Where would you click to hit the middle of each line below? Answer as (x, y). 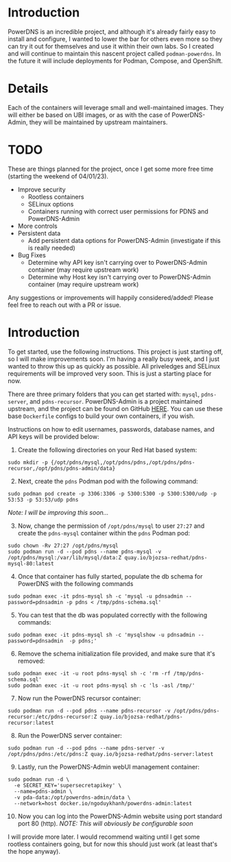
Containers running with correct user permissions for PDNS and (118, 211)
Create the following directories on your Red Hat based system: (107, 450)
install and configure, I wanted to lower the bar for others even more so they (115, 38)
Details (28, 89)
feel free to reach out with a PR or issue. (64, 305)
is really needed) (52, 248)
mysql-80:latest (31, 563)
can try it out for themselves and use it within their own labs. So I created (111, 46)
